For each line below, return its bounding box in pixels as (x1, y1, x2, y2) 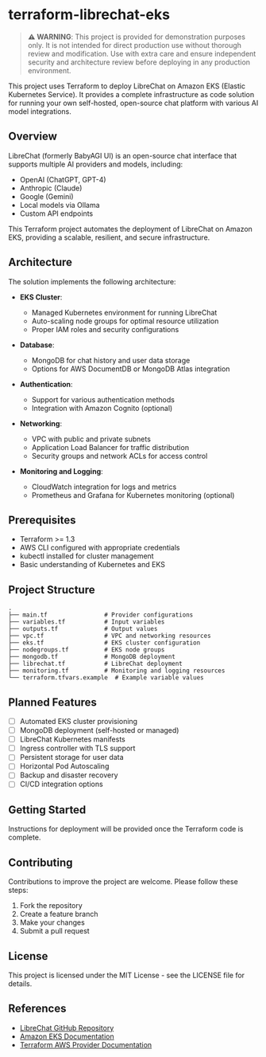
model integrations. (8, 106, 71, 116)
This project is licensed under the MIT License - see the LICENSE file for (8, 970, 245, 980)
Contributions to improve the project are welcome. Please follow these (8, 877, 238, 887)
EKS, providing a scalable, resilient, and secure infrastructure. (8, 233, 210, 242)
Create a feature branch (19, 910, 98, 919)
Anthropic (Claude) (19, 183, 83, 193)
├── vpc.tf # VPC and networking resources (8, 632, 212, 640)
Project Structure (8, 583, 95, 597)
